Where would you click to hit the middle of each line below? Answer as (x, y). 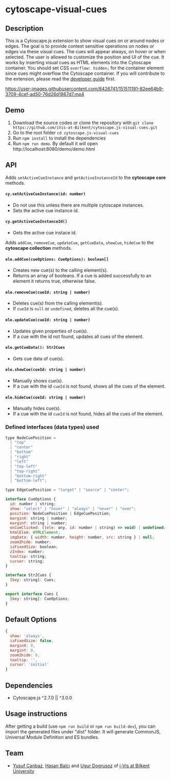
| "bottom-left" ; (28, 481)
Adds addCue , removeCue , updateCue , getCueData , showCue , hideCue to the (80, 243)
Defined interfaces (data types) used (52, 427)
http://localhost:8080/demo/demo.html (54, 149)
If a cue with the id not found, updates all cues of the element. (78, 336)
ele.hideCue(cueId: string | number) (46, 397)
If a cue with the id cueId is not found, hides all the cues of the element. (88, 414)
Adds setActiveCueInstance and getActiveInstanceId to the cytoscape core (86, 177)
